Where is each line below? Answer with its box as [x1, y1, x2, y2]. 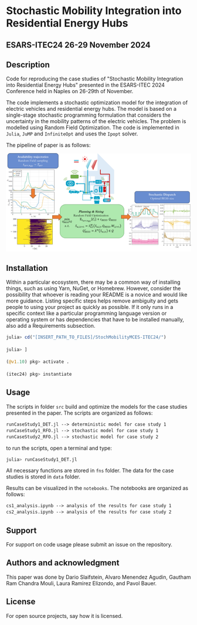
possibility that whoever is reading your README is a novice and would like [6, 291, 188, 298]
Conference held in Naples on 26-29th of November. [6, 88, 134, 95]
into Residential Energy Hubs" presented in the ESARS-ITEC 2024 [6, 81, 165, 89]
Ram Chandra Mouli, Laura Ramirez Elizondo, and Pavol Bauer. [6, 579, 157, 587]
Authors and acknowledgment [6, 558, 120, 568]
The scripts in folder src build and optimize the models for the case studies [6, 403, 188, 410]
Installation [6, 263, 48, 273]
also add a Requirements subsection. [6, 322, 96, 329]
